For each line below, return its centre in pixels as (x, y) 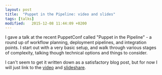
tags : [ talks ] (20, 19)
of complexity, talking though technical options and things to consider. (76, 53)
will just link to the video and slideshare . (46, 68)
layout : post (18, 10)
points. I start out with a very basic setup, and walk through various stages (81, 48)
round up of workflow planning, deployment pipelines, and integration (76, 43)
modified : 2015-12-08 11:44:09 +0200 (46, 23)
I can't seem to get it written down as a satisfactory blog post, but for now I (81, 62)
